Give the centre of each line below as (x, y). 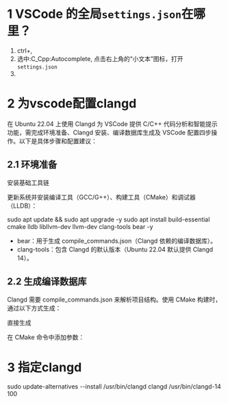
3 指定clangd (45, 367)
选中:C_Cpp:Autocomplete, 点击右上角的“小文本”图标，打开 (100, 58)
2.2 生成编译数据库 (47, 282)
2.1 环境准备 (32, 165)
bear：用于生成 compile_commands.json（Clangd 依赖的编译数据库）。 (117, 241)
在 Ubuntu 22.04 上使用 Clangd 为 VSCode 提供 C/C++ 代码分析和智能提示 (112, 123)
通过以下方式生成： (34, 308)
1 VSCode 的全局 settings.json (94, 14)
